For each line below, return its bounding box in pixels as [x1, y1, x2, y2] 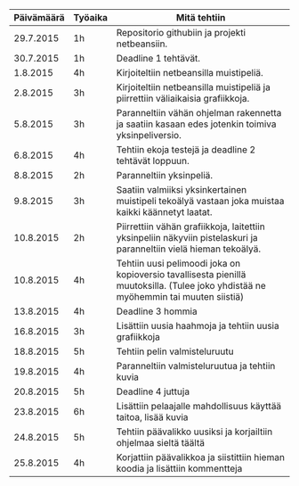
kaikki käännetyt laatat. [116, 206, 213, 218]
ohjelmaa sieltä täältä [116, 437, 205, 449]
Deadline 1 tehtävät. [116, 53, 201, 64]
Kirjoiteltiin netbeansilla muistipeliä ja [116, 81, 271, 93]
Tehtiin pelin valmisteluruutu [116, 345, 234, 358]
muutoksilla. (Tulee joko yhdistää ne [116, 280, 266, 292]
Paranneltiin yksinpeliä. [116, 169, 214, 181]
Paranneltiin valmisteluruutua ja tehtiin [116, 360, 276, 372]
